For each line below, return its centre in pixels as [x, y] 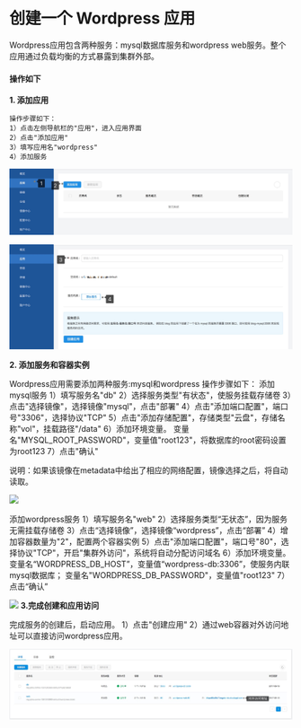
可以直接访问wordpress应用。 [72, 636]
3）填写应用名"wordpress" [54, 148]
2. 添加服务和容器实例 [49, 365]
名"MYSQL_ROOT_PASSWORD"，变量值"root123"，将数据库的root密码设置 [148, 440]
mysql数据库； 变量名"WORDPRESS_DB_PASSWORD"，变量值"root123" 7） [150, 575]
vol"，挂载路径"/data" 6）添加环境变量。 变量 [106, 429]
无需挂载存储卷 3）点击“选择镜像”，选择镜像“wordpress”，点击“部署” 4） [145, 531]
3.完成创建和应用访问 [60, 606]
